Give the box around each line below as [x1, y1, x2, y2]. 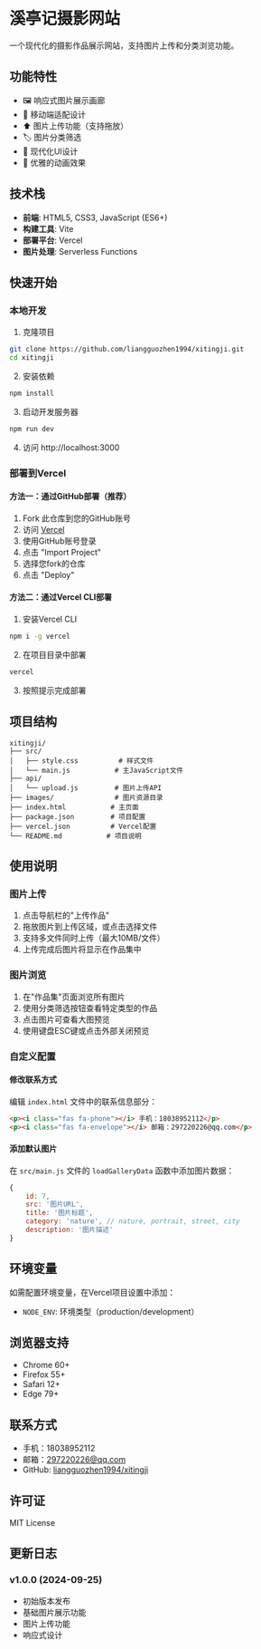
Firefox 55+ [22, 1369, 66, 1380]
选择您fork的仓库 [22, 558, 86, 569]
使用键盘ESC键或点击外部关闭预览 [22, 1025, 150, 1036]
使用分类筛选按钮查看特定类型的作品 [22, 1002, 158, 1013]
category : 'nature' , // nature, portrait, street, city [25, 1217, 241, 1226]
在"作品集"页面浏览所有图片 [22, 991, 126, 1002]
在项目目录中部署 [22, 649, 87, 660]
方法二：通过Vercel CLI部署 [9, 592, 113, 603]
